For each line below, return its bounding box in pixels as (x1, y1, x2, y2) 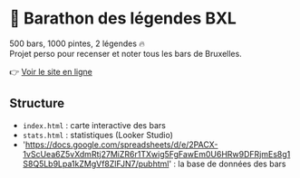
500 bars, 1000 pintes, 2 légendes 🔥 (9, 38, 145, 49)
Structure (9, 96, 65, 111)
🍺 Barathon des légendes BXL (9, 8, 237, 29)
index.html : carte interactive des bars (22, 119, 166, 130)
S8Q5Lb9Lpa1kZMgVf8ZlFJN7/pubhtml (22, 158, 169, 169)
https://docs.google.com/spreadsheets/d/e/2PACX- (25, 139, 218, 150)
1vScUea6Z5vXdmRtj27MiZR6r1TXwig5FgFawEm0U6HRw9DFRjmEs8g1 (22, 148, 291, 159)
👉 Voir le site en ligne (9, 66, 92, 77)
